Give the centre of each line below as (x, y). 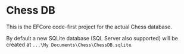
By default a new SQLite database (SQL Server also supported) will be (92, 38)
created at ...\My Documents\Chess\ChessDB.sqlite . (69, 45)
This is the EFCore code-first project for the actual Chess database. (89, 27)
